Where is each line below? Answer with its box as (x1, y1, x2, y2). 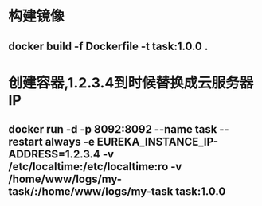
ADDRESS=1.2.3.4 (8, 148, 101, 161)
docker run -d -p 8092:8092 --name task (8, 122, 217, 136)
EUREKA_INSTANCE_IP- (96, 135, 219, 149)
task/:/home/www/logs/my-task (8, 185, 174, 199)
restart (8, 135, 43, 149)
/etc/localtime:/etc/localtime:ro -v (8, 160, 182, 173)
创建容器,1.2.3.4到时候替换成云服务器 (8, 73, 254, 91)
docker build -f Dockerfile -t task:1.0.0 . (8, 39, 209, 52)
